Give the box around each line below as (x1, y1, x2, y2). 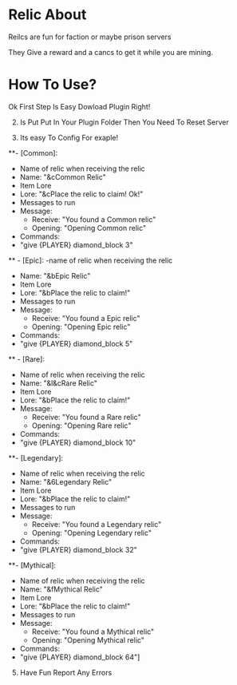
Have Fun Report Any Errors (19, 667, 113, 677)
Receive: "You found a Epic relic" (31, 313, 141, 323)
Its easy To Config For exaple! (19, 133, 118, 142)
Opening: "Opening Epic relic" (31, 322, 131, 331)
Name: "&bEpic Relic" (19, 271, 91, 280)
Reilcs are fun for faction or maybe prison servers (8, 32, 172, 42)
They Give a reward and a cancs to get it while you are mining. (8, 47, 214, 57)
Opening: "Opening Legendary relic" (31, 528, 152, 537)
